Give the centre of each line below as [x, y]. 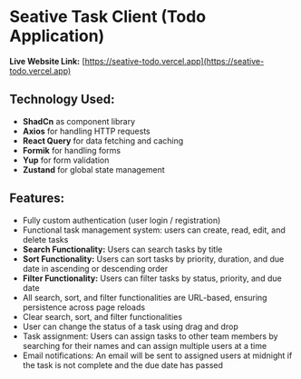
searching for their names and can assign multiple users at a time [145, 345]
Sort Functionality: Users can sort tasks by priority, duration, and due [153, 259]
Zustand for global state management [93, 169]
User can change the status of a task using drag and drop [130, 326]
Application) [57, 36]
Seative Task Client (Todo [108, 17]
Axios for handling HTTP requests [87, 131]
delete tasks [45, 239]
